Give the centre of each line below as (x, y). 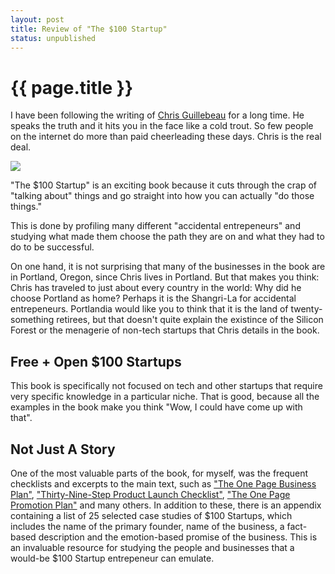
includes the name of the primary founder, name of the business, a (147, 526)
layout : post (37, 19)
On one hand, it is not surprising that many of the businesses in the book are (168, 267)
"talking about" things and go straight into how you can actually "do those (162, 196)
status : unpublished (53, 38)
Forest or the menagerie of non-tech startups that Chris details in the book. (165, 330)
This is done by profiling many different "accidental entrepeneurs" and (155, 226)
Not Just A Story (63, 449)
